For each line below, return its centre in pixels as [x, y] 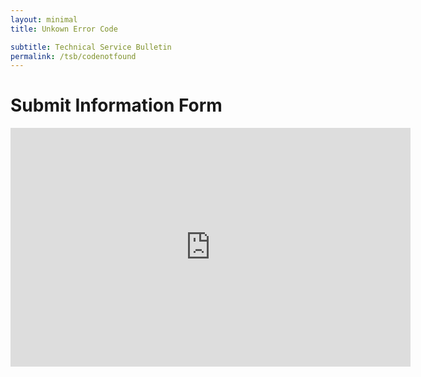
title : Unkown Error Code [64, 29]
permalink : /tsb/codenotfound [73, 56]
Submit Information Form [116, 105]
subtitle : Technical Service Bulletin [91, 47]
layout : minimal [44, 19]
